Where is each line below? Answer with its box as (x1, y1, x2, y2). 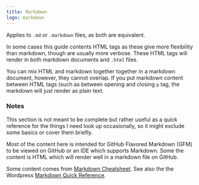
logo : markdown (6, 15, 45, 21)
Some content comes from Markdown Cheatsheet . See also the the (6, 165, 174, 172)
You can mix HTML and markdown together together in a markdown (6, 67, 175, 75)
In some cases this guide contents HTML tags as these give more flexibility (6, 43, 194, 50)
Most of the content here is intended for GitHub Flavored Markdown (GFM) (6, 140, 192, 147)
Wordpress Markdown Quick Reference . (6, 171, 106, 179)
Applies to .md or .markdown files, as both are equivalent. (6, 31, 146, 38)
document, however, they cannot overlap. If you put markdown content (6, 74, 183, 81)
